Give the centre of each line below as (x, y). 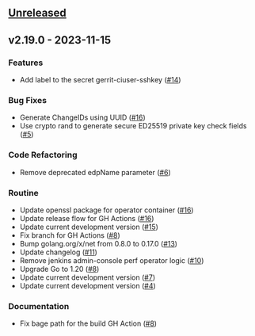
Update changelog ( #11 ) (58, 252)
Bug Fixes (28, 100)
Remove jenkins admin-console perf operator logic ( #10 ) (112, 260)
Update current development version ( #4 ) (88, 285)
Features (26, 63)
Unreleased (38, 13)
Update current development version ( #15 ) (89, 227)
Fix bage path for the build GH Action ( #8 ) (88, 323)
